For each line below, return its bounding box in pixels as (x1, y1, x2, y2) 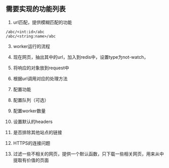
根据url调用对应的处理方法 (13, 75, 68, 81)
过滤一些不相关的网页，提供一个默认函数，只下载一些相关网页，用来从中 (13, 151, 164, 157)
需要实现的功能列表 (6, 5, 66, 14)
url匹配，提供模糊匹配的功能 (13, 19, 72, 25)
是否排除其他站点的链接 (13, 129, 62, 135)
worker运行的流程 (13, 43, 50, 49)
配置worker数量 (13, 108, 46, 114)
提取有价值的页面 (13, 157, 49, 163)
